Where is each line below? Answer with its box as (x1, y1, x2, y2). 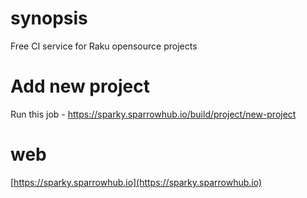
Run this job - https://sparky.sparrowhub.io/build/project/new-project (10, 108, 297, 120)
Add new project (10, 75, 150, 98)
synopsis (10, 7, 88, 30)
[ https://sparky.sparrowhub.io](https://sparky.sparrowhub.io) (10, 176, 263, 188)
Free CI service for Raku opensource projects (10, 40, 198, 52)
